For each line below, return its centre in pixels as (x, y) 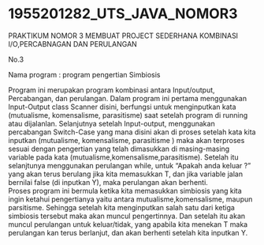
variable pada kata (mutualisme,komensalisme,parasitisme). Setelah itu (123, 157)
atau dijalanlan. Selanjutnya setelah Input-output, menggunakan (112, 123)
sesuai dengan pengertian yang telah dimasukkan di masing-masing (119, 149)
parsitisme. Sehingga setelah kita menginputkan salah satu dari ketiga (121, 207)
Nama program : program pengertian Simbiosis (84, 74)
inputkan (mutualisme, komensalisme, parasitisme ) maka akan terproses (126, 140)
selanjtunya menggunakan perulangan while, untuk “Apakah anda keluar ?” (130, 165)
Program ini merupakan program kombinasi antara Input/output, (112, 90)
